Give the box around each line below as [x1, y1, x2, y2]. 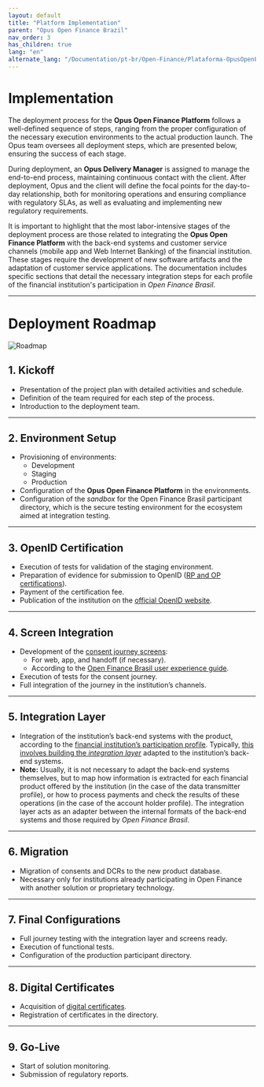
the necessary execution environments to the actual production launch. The [8, 132, 253, 142]
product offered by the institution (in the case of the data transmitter [19, 781, 241, 791]
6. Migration [8, 845, 69, 859]
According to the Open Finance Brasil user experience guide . [31, 663, 229, 673]
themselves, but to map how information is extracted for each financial [19, 773, 249, 782]
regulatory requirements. [8, 206, 89, 215]
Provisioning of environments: [19, 452, 117, 462]
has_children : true [8, 41, 72, 49]
